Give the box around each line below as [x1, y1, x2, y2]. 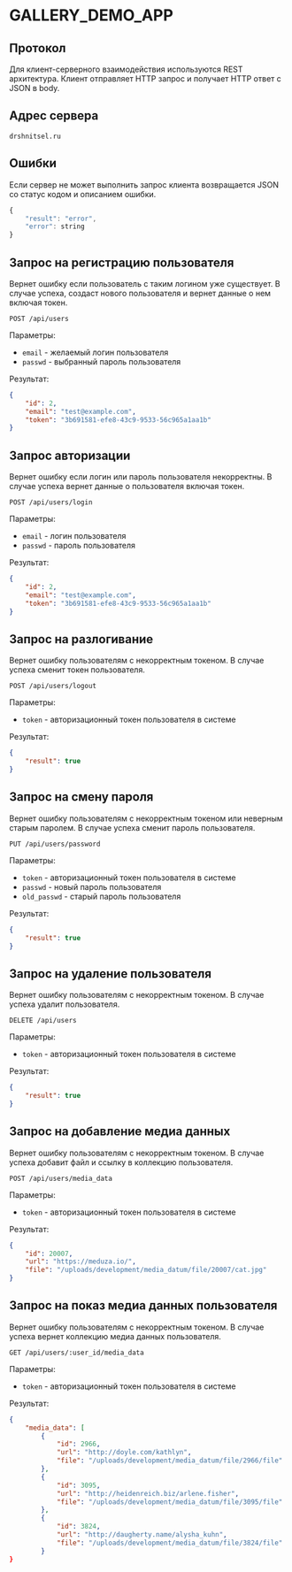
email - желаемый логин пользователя [21, 347, 169, 357]
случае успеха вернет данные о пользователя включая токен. [9, 481, 245, 492]
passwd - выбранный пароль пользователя [21, 356, 181, 367]
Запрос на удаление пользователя [9, 966, 212, 981]
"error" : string [25, 222, 86, 231]
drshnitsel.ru [9, 132, 62, 141]
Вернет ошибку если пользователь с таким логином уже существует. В [9, 278, 280, 288]
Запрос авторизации [9, 448, 131, 463]
